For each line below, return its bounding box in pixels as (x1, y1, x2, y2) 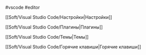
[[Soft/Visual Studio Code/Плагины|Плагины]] (5, 24, 103, 30)
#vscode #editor (5, 5, 40, 10)
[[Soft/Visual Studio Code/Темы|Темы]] (5, 34, 89, 40)
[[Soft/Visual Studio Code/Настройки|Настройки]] (5, 14, 112, 20)
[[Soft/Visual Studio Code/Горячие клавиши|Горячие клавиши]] (5, 44, 141, 50)
